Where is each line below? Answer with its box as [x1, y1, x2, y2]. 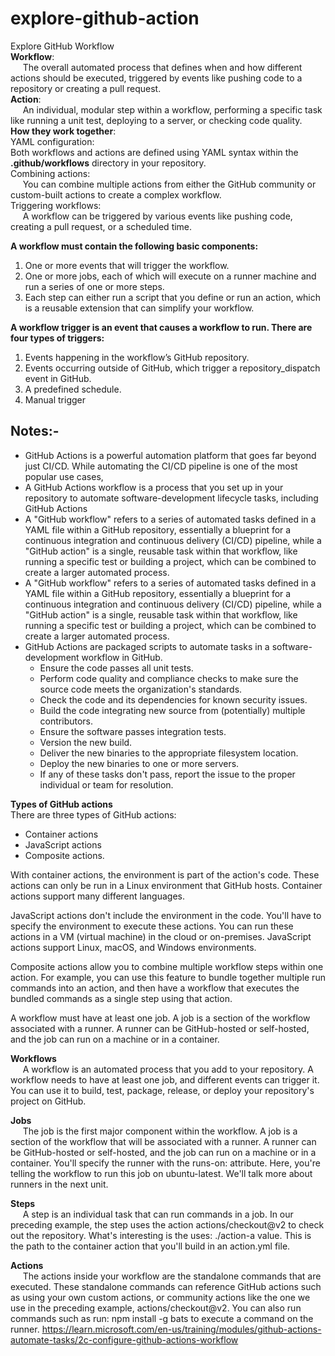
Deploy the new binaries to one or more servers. [39, 757, 240, 769]
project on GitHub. [10, 1095, 87, 1107]
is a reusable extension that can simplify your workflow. [24, 302, 255, 314]
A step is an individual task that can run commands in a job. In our [22, 1208, 294, 1220]
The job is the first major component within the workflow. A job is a [22, 1125, 298, 1137]
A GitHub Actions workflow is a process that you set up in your [24, 481, 284, 493]
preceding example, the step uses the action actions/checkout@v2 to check [10, 1218, 325, 1231]
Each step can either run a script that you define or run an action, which [24, 291, 322, 303]
